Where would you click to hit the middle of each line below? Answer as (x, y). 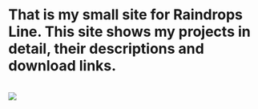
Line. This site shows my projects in (129, 32)
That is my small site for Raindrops (125, 15)
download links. (62, 66)
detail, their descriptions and (106, 49)
